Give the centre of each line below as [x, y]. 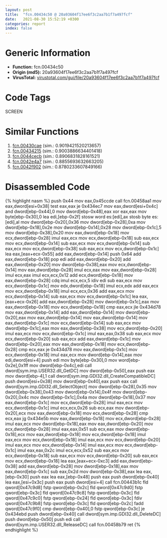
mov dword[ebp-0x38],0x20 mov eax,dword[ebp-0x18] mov [67, 232]
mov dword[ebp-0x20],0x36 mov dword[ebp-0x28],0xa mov [83, 222]
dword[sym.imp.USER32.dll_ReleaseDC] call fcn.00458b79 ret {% [73, 525]
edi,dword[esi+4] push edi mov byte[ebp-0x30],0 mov [61, 360]
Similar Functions [42, 132]
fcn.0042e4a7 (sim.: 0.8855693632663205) [58, 161]
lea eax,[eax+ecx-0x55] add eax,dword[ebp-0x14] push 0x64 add [73, 254]
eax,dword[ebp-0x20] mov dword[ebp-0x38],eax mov [61, 264]
